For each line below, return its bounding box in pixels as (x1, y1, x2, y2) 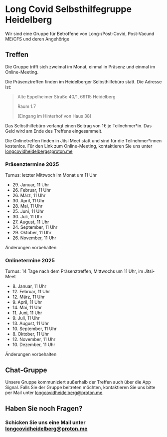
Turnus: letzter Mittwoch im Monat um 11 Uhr (5, 172, 97, 178)
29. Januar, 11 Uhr (12, 182, 49, 188)
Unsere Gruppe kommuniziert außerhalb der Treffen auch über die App (5, 379, 151, 385)
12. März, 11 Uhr (12, 294, 45, 300)
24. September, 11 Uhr (12, 224, 58, 230)
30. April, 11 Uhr (12, 198, 45, 204)
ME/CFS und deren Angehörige (5, 36, 70, 42)
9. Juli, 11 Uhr (12, 315, 40, 321)
